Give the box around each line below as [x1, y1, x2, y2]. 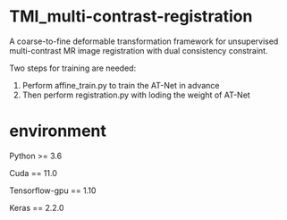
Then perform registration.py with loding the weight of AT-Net [21, 89, 250, 100]
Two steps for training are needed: [9, 63, 137, 73]
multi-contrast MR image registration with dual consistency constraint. [9, 45, 268, 55]
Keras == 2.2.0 [9, 202, 64, 213]
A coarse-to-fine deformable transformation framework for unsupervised [9, 36, 279, 47]
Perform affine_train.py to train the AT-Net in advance [21, 80, 220, 90]
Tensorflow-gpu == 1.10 [9, 185, 97, 196]
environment [9, 121, 107, 141]
